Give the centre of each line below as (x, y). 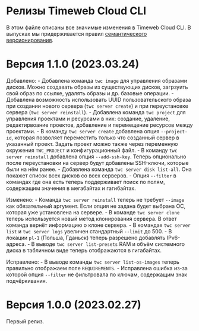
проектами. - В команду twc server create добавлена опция (83, 131)
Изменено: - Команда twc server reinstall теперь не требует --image (95, 199)
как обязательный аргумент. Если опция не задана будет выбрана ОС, (96, 206)
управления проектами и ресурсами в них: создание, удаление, (88, 118)
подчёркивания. (27, 280)
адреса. (16, 244)
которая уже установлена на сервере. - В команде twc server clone (93, 212)
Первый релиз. (25, 321)
